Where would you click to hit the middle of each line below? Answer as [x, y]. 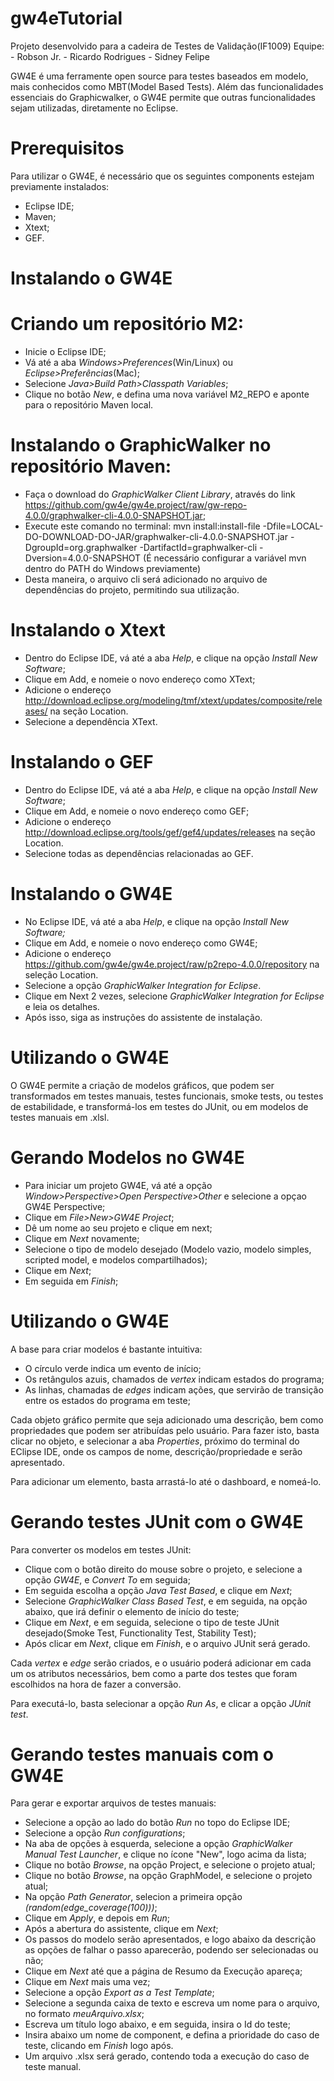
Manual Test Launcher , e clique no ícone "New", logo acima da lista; [165, 1854]
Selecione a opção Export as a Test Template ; [119, 1993]
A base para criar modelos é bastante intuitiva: [106, 1349]
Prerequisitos [67, 148]
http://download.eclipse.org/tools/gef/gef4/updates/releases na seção [170, 832]
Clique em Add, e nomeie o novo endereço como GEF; [137, 811]
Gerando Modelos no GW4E [127, 1157]
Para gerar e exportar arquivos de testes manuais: [113, 1803]
